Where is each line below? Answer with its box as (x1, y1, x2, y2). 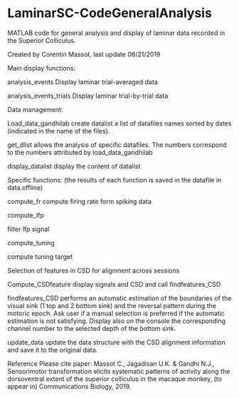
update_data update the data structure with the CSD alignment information (7, 337, 225, 347)
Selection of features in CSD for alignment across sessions (7, 266, 180, 275)
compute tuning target (7, 252, 73, 261)
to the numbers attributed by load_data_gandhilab (7, 148, 153, 156)
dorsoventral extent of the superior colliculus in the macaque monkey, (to (7, 374, 223, 383)
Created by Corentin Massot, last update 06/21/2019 (7, 50, 161, 58)
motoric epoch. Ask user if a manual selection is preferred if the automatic (7, 309, 225, 317)
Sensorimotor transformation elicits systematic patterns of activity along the (7, 367, 230, 375)
